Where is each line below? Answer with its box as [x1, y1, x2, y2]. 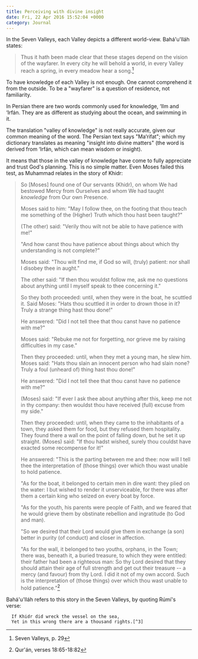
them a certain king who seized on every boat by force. [20, 492, 155, 500]
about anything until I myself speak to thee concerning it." [20, 282, 161, 290]
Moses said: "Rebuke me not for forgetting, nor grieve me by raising [20, 335, 186, 343]
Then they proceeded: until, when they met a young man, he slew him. [20, 353, 192, 361]
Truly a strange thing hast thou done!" [20, 306, 113, 314]
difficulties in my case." [20, 342, 78, 349]
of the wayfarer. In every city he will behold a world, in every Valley [20, 60, 184, 67]
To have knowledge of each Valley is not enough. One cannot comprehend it [6, 79, 192, 86]
